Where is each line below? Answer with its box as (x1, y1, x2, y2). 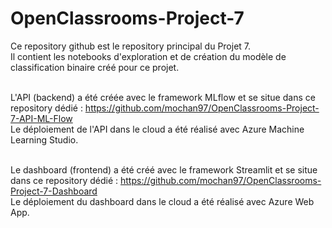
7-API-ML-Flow (10, 112, 73, 124)
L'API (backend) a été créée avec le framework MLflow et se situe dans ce (10, 91, 316, 103)
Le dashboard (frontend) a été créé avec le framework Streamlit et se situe (10, 163, 318, 176)
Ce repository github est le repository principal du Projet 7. (10, 40, 252, 52)
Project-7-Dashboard (10, 185, 98, 197)
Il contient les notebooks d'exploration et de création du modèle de (10, 50, 287, 62)
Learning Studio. (10, 133, 79, 146)
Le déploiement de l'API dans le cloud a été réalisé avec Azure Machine (10, 123, 305, 135)
